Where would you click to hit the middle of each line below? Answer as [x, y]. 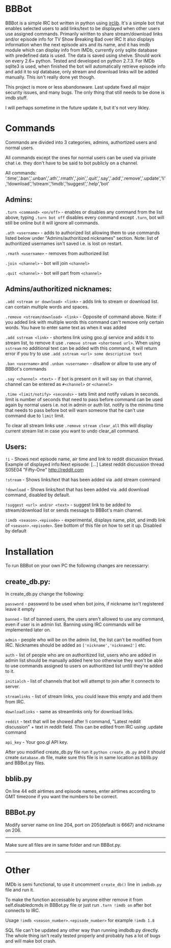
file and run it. [20, 889]
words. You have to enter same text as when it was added [66, 327]
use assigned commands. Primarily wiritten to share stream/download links [84, 34]
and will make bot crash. [31, 941]
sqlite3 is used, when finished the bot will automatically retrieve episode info [85, 66]
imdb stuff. [17, 98]
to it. [10, 671]
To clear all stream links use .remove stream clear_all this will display [79, 425]
